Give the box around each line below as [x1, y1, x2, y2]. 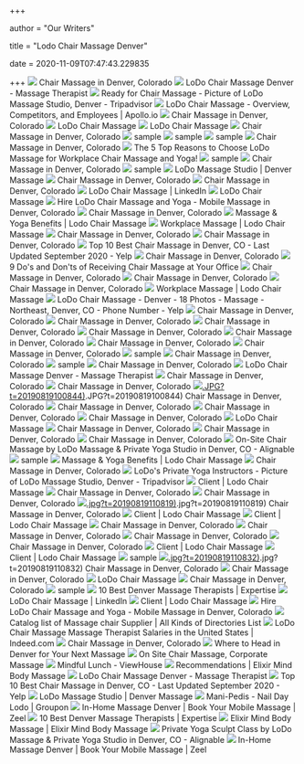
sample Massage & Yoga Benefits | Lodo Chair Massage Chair [20, 454, 277, 465]
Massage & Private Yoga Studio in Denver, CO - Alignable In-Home [9, 735, 272, 745]
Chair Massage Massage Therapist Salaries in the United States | [9, 627, 254, 638]
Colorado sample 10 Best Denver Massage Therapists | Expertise [9, 585, 277, 595]
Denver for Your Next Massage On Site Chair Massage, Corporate [9, 649, 268, 659]
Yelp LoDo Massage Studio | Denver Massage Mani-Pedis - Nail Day [9, 691, 289, 702]
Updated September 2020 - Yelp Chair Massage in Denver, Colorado [9, 250, 279, 261]
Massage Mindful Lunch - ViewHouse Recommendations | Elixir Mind [9, 660, 293, 670]
